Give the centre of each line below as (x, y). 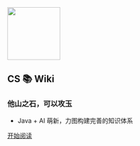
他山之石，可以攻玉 (40, 104)
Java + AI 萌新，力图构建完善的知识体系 (75, 120)
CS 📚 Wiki (31, 79)
